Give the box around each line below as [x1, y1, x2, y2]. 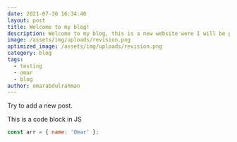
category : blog [7, 50, 52, 57]
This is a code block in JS [7, 115, 83, 124]
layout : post [7, 17, 46, 24]
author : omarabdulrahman [7, 82, 80, 89]
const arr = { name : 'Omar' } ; [7, 129, 99, 136]
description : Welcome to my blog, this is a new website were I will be [7, 30, 226, 37]
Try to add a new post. [7, 101, 73, 110]
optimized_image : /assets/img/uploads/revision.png [7, 43, 162, 50]
